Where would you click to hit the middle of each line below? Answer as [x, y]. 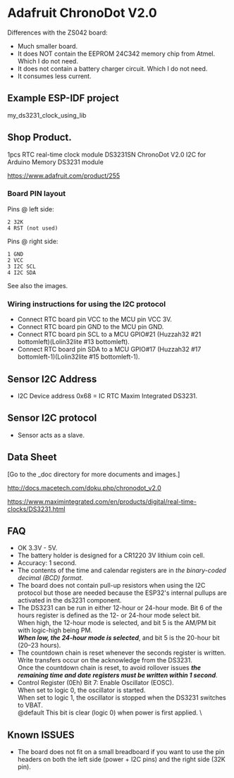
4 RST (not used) [33, 228]
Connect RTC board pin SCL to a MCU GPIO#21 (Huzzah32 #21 [109, 334]
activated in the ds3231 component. [69, 600]
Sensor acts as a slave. [51, 435]
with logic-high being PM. [55, 630]
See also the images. [38, 285]
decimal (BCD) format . [50, 578]
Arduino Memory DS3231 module [55, 162]
